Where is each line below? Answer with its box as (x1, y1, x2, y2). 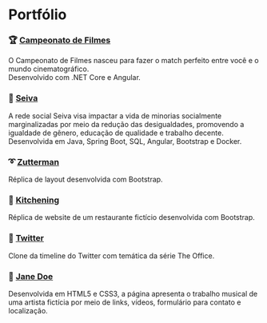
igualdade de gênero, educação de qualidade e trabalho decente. (8, 128, 224, 138)
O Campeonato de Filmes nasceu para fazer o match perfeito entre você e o (8, 56, 259, 66)
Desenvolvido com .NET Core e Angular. (8, 73, 141, 82)
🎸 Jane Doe (8, 270, 54, 281)
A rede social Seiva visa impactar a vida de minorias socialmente (8, 110, 222, 121)
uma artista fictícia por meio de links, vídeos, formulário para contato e (8, 297, 241, 307)
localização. (8, 305, 48, 315)
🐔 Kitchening (8, 194, 60, 205)
